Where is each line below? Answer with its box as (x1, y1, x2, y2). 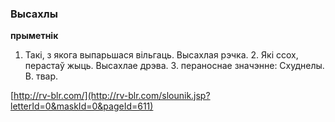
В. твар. (24, 70, 59, 82)
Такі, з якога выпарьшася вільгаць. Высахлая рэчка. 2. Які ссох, (24, 49, 299, 61)
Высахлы (10, 7, 58, 21)
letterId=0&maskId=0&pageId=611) (10, 100, 154, 112)
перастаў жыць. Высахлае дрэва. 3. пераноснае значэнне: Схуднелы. (24, 60, 325, 72)
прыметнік (10, 30, 59, 42)
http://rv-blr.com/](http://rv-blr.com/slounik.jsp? (13, 90, 211, 102)
